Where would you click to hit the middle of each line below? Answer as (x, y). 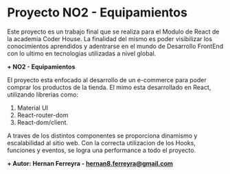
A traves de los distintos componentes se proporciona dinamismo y (102, 136)
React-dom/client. (43, 122)
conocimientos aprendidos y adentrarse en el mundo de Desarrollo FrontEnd (115, 46)
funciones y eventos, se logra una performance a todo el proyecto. (102, 150)
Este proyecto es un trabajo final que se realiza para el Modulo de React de (113, 32)
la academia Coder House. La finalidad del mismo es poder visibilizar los (110, 38)
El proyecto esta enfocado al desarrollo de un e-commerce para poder (107, 79)
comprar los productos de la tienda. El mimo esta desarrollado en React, (109, 87)
